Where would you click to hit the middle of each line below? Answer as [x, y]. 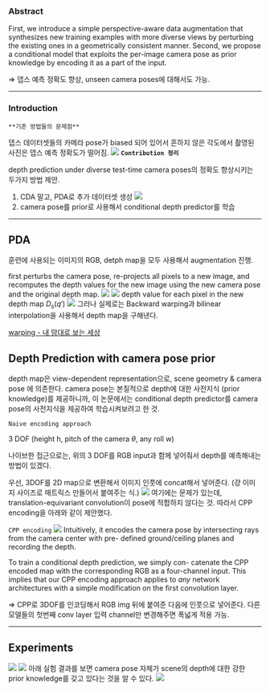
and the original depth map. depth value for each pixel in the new [126, 294]
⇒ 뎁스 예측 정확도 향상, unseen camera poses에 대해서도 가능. [109, 80]
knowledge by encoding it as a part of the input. [88, 63]
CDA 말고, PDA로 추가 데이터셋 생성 [76, 196]
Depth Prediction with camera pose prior [112, 358]
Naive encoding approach [50, 424]
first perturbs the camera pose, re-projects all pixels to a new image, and [129, 276]
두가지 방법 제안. [34, 179]
